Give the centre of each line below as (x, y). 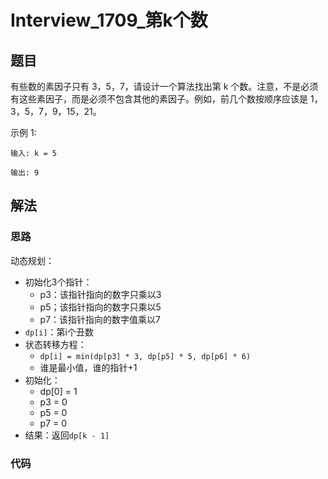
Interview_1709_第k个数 (109, 20)
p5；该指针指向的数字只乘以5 (100, 307)
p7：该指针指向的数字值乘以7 (100, 319)
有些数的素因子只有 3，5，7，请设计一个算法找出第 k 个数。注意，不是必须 (164, 86)
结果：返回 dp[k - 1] (67, 435)
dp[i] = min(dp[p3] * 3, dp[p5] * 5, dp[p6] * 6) (145, 356)
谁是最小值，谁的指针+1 (88, 367)
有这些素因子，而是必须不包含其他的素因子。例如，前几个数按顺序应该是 (159, 99)
